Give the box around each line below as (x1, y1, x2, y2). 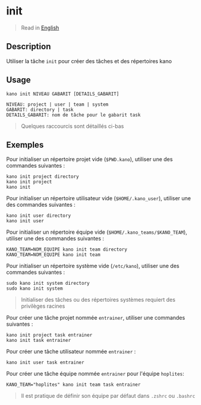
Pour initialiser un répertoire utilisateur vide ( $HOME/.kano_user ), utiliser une (6, 195, 191, 202)
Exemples (6, 139, 44, 150)
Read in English (20, 24, 59, 31)
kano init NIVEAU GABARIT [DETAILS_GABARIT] (6, 91, 119, 97)
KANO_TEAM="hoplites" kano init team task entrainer (6, 382, 141, 388)
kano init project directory (6, 174, 79, 180)
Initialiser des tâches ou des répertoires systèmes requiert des (20, 296, 176, 303)
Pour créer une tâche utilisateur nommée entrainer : (6, 348, 136, 355)
